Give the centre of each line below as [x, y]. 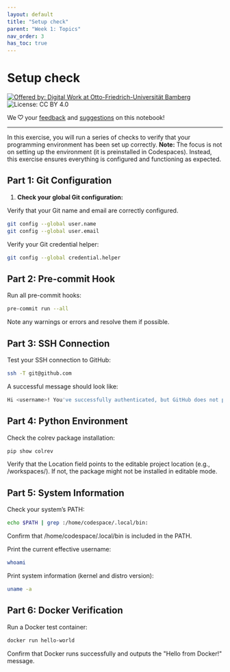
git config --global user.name [52, 224]
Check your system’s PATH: [46, 510]
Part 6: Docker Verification [65, 611]
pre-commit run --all [38, 309]
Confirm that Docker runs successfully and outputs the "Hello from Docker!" [115, 654]
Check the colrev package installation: [61, 438]
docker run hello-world [41, 640]
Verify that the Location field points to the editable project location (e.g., [108, 464]
